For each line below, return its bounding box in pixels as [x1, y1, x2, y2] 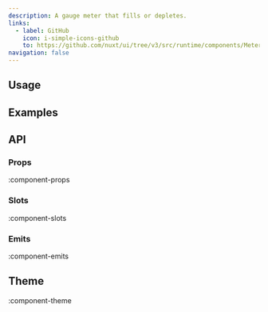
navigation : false [8, 49, 69, 57]
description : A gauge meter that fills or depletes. [8, 11, 187, 20]
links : [8, 19, 30, 27]
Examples [8, 106, 58, 119]
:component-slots [8, 213, 67, 222]
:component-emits [8, 251, 69, 261]
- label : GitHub [15, 26, 69, 34]
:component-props [8, 175, 70, 185]
